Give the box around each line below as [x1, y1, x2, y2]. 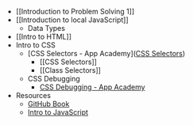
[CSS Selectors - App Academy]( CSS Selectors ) [27, 49, 186, 58]
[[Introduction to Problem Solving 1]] [15, 7, 135, 16]
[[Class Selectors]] [39, 66, 102, 74]
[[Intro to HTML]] [15, 32, 71, 41]
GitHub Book [27, 99, 70, 108]
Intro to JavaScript [27, 108, 89, 117]
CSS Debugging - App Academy [39, 82, 145, 92]
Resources [15, 91, 52, 100]
